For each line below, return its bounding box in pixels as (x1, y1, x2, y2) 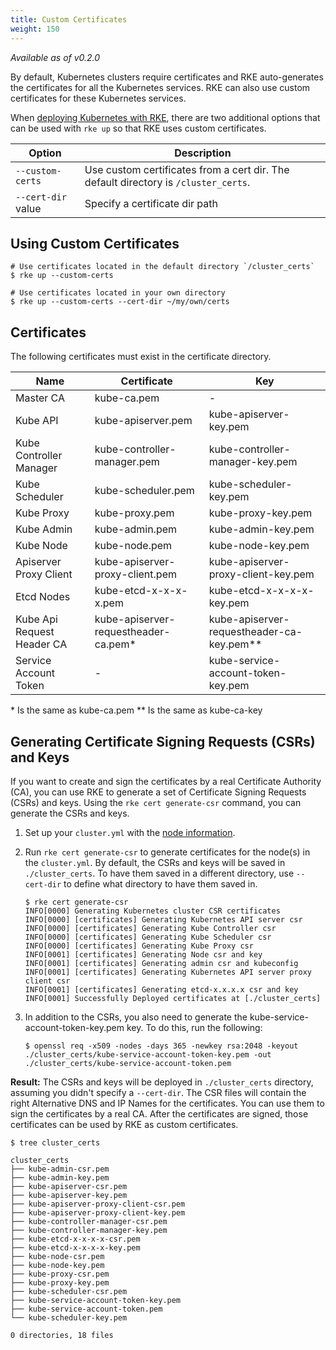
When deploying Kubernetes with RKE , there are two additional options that (10, 111, 321, 123)
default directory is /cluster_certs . (84, 175, 251, 189)
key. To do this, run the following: (126, 1021, 263, 1033)
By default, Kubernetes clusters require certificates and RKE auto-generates (10, 71, 324, 83)
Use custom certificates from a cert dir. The (84, 162, 290, 176)
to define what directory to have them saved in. (63, 877, 258, 890)
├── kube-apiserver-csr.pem (10, 1181, 128, 1191)
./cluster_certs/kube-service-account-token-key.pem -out (24, 1049, 272, 1060)
